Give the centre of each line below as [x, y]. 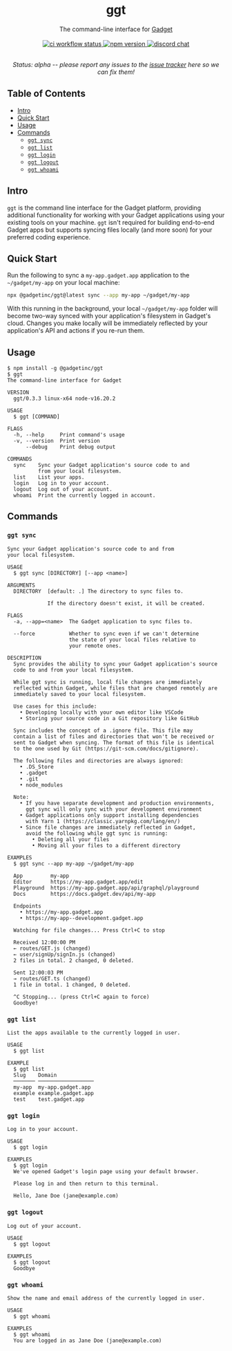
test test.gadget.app [49, 1100]
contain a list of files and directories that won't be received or [114, 736]
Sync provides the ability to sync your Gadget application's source [115, 664]
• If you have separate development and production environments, [117, 803]
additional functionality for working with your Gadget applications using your [116, 215]
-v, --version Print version [57, 441]
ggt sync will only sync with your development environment [114, 809]
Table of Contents [47, 94]
